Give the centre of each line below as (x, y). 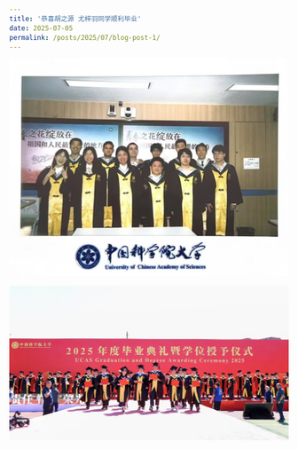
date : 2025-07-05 (41, 28)
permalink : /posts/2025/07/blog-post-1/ (85, 37)
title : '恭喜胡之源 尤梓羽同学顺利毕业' (75, 19)
